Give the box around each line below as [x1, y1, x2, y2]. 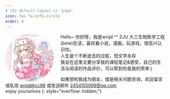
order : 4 [5, 19, 24, 24]
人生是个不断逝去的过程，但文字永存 [60, 53, 136, 59]
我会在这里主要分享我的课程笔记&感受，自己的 [60, 59, 157, 65]
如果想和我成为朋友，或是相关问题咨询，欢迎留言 [60, 76, 163, 82]
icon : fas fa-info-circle [5, 13, 60, 19]
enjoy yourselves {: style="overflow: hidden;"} [5, 88, 102, 94]
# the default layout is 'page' [5, 8, 74, 13]
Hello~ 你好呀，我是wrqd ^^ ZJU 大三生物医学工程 [60, 34, 165, 40]
